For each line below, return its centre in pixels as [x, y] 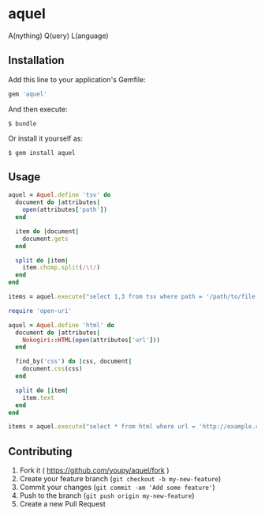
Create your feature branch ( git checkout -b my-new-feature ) [120, 479]
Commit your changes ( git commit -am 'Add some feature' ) [117, 488]
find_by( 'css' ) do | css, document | [74, 362]
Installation [36, 60]
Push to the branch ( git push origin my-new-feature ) [107, 495]
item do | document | [47, 231]
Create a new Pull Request [63, 504]
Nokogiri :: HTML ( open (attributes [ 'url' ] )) [91, 340]
